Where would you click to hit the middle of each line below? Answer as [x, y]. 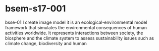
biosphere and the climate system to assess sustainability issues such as [80, 38]
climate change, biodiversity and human [46, 43]
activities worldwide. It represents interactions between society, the [74, 33]
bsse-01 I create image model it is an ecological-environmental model [76, 22]
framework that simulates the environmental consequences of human [76, 27]
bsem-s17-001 [35, 9]
